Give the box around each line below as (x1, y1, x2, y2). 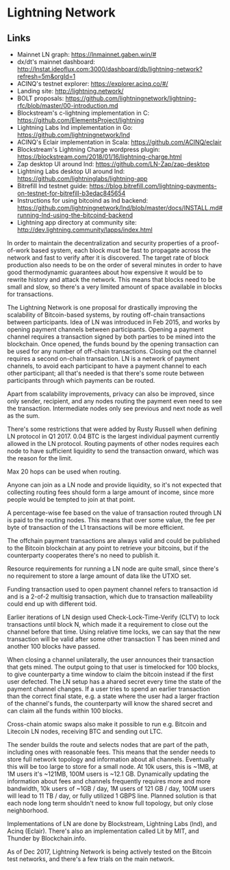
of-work (7, 246, 30, 254)
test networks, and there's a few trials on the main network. (7, 855, 175, 863)
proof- (201, 239, 220, 247)
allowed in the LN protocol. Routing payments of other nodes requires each (7, 440, 219, 447)
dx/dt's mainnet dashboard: (16, 58, 96, 66)
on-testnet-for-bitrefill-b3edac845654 (16, 189, 126, 197)
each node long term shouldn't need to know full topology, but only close (7, 799, 214, 807)
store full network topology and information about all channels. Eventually (7, 755, 215, 763)
